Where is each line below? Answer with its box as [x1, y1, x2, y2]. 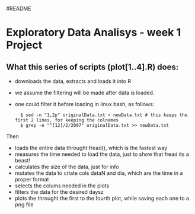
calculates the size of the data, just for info [14, 163, 120, 170]
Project [6, 39, 43, 52]
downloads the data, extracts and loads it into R [14, 78, 132, 85]
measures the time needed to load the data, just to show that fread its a [14, 151, 190, 158]
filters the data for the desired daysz [14, 189, 104, 195]
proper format [14, 176, 49, 183]
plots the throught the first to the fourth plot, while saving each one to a [14, 195, 190, 202]
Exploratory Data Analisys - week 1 [6, 26, 181, 39]
